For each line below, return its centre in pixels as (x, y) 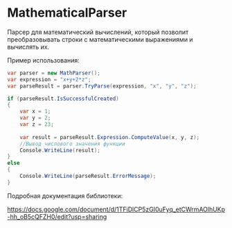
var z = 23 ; (37, 124)
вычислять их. (28, 47)
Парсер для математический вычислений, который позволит (98, 32)
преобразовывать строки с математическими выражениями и (100, 39)
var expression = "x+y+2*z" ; (49, 79)
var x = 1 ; (35, 112)
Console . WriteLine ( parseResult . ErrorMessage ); (88, 176)
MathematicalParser (67, 13)
